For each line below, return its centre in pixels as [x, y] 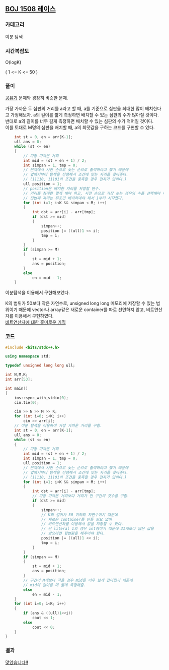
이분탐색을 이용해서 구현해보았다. [38, 293]
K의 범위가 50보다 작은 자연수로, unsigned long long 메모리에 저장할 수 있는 [80, 303]
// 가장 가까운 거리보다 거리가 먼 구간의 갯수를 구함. [81, 496]
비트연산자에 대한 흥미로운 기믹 [36, 322]
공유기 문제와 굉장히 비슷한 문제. [37, 98]
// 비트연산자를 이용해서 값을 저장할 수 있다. [82, 524]
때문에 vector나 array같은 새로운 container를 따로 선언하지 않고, [82, 310]
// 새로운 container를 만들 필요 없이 [76, 519]
